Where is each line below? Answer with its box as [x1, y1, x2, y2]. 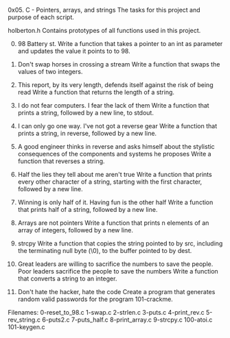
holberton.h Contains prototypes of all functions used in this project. [8, 27, 201, 34]
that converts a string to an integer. [17, 274, 117, 282]
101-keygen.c [8, 323, 45, 331]
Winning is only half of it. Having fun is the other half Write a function [17, 198, 214, 206]
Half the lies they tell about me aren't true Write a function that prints [17, 171, 212, 178]
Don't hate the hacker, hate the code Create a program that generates [17, 288, 216, 295]
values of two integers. [17, 68, 83, 75]
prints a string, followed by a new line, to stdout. [17, 109, 154, 117]
